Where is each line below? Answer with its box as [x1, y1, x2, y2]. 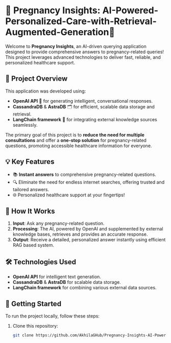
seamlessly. [12, 122, 38, 128]
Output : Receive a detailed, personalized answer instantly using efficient [12, 237, 166, 243]
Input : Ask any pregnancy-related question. [12, 220, 105, 226]
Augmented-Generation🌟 [5, 27, 115, 38]
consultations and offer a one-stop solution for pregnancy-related [5, 137, 147, 143]
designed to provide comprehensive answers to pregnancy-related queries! [5, 49, 164, 55]
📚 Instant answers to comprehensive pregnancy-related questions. [12, 171, 157, 177]
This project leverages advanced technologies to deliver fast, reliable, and [5, 54, 161, 60]
